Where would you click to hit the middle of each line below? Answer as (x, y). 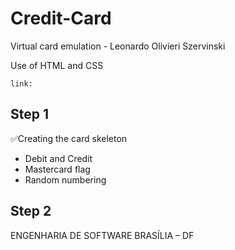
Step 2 (31, 211)
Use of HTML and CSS (57, 65)
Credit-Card (61, 18)
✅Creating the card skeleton (69, 138)
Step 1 (30, 114)
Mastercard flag (57, 169)
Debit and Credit (58, 158)
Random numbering (65, 179)
